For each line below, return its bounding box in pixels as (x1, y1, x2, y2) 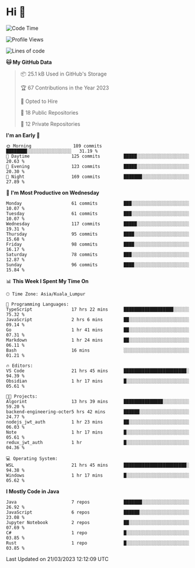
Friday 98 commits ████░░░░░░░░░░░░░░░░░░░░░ (6, 241, 190, 247)
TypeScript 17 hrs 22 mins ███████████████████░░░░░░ (6, 307, 190, 312)
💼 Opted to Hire (20, 98, 58, 105)
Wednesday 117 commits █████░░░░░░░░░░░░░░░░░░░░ (6, 221, 190, 227)
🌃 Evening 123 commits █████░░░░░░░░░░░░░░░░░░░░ (6, 163, 190, 169)
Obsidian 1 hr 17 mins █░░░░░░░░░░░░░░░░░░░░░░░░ (6, 378, 190, 384)
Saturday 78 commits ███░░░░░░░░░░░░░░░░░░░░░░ (6, 252, 190, 257)
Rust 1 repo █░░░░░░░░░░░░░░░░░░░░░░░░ (6, 540, 190, 546)
